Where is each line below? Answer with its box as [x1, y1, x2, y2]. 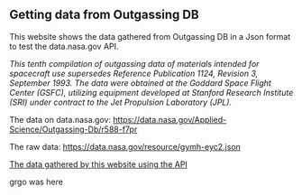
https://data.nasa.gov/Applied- [112, 114, 227, 125]
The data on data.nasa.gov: [9, 114, 111, 125]
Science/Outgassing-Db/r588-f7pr [9, 124, 138, 135]
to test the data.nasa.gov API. [9, 41, 119, 51]
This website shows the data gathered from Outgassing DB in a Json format [9, 31, 291, 42]
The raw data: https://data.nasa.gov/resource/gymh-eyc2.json [9, 141, 242, 152]
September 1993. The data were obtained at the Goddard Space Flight [9, 77, 272, 89]
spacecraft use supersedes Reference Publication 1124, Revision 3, [9, 68, 259, 79]
